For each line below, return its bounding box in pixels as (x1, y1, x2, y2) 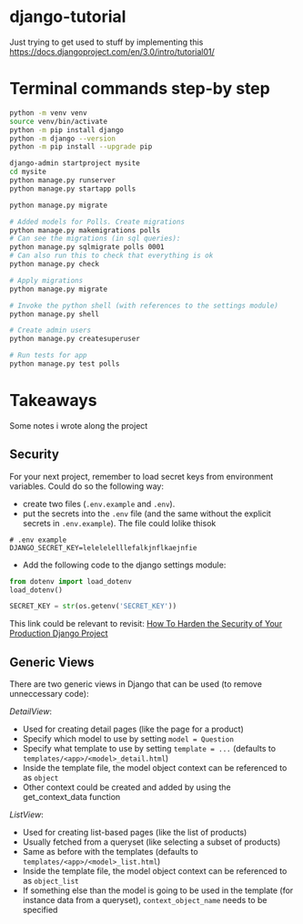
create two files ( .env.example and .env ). (22, 498, 176, 509)
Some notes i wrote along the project (9, 420, 148, 431)
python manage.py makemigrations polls (9, 225, 161, 234)
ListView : (9, 809, 44, 820)
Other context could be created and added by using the (22, 782, 231, 793)
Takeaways (9, 390, 97, 411)
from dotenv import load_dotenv (9, 576, 132, 586)
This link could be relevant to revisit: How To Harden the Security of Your (9, 618, 283, 629)
